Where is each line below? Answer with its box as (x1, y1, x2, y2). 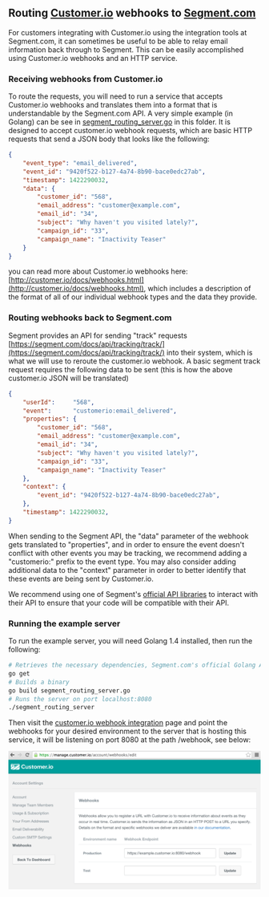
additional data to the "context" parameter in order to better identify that (8, 565, 247, 574)
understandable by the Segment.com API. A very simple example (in (8, 108, 234, 119)
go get (8, 669, 30, 677)
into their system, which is (167, 347, 253, 357)
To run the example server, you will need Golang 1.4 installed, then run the (8, 636, 253, 646)
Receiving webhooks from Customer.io (8, 73, 163, 84)
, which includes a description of (143, 284, 251, 294)
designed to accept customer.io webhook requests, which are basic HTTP (8, 126, 253, 136)
